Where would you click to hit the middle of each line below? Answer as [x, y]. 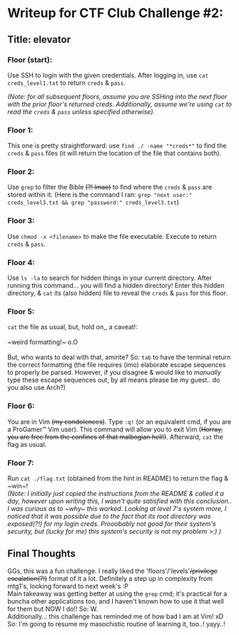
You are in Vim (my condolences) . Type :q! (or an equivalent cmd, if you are [119, 421]
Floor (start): [30, 60]
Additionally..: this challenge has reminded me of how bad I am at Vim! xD [116, 616]
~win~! [18, 485]
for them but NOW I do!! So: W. [53, 609]
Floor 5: [21, 311]
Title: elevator [39, 40]
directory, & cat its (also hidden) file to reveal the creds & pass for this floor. [118, 293]
